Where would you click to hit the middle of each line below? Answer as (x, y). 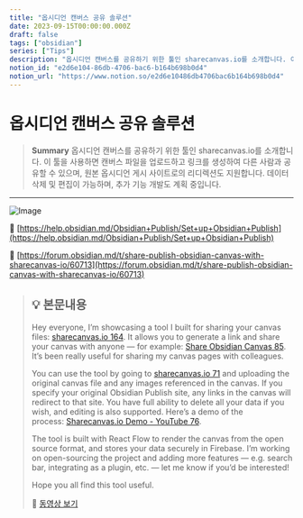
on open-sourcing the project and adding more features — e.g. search (162, 458)
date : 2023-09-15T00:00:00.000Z (70, 26)
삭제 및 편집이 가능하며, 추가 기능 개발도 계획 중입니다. (126, 184)
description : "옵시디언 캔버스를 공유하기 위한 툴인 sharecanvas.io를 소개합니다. (148, 59)
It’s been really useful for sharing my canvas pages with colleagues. (157, 356)
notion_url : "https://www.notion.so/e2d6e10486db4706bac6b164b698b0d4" (147, 77)
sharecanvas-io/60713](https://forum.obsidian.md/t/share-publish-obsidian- (151, 264)
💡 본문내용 (59, 305)
